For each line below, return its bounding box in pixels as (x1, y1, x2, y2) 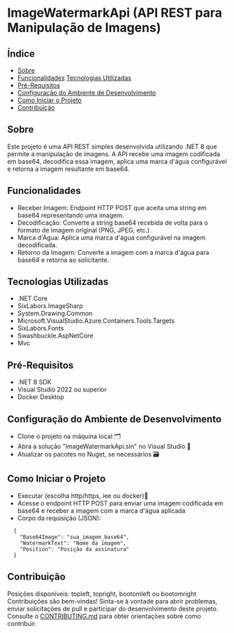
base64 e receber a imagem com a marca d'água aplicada (17, 506, 186, 515)
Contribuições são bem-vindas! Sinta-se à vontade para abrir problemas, (7, 597, 218, 605)
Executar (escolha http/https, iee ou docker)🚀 (17, 492, 149, 500)
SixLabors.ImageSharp (17, 302, 84, 310)
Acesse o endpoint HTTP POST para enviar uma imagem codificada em (17, 499, 224, 507)
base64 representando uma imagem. (17, 211, 124, 219)
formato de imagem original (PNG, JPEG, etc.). (17, 225, 152, 234)
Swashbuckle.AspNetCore (17, 331, 94, 340)
